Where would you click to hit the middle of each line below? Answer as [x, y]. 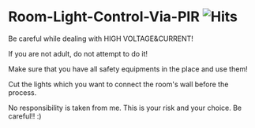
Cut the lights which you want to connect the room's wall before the [118, 84]
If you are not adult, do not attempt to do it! [78, 53]
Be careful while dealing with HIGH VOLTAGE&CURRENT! [101, 38]
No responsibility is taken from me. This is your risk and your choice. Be [125, 108]
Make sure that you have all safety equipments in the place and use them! [128, 69]
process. [22, 92]
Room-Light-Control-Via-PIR [104, 17]
